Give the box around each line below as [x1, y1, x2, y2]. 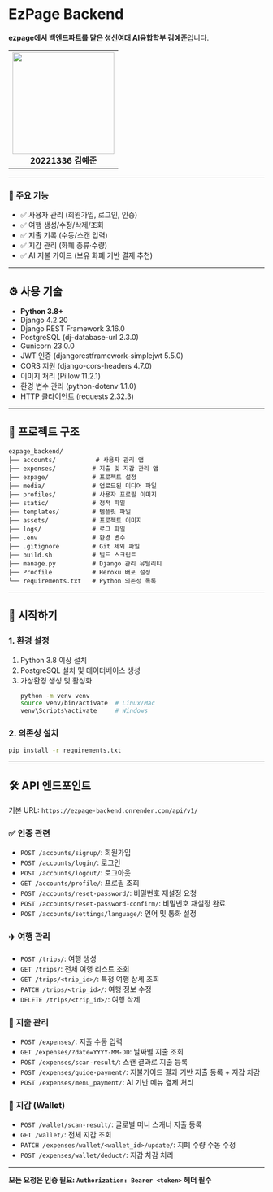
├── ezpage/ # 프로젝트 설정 [8, 473, 136, 481]
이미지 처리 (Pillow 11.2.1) [19, 371, 102, 381]
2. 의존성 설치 [8, 727, 59, 739]
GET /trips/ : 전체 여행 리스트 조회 [19, 963, 130, 973]
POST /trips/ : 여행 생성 [19, 954, 97, 963]
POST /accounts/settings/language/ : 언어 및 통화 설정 [19, 909, 197, 919]
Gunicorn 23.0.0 [19, 341, 75, 351]
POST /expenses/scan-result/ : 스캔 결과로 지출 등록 [19, 1057, 188, 1067]
